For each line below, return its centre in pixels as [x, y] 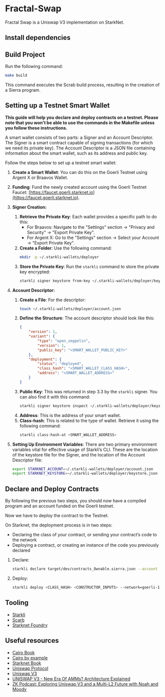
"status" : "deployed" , [60, 364]
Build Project [25, 54]
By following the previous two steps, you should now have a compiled [76, 501]
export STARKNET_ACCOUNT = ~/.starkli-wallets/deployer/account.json [82, 469]
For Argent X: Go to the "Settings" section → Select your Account [93, 238]
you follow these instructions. [36, 128]
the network [24, 540]
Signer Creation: [29, 207]
